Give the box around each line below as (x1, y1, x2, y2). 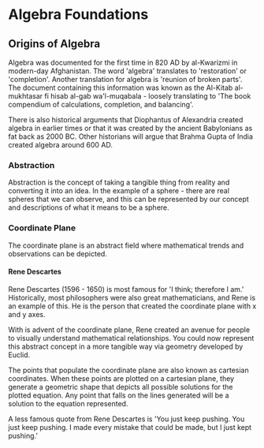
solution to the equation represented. (8, 398, 128, 408)
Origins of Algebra (8, 37, 101, 50)
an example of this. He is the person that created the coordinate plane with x (8, 301, 257, 311)
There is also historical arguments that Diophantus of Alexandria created (8, 115, 244, 124)
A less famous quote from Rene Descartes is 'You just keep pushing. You (8, 414, 245, 424)
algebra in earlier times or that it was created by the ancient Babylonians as (8, 124, 253, 133)
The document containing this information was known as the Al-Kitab (8, 83, 233, 92)
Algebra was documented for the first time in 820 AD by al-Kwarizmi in (8, 58, 238, 67)
